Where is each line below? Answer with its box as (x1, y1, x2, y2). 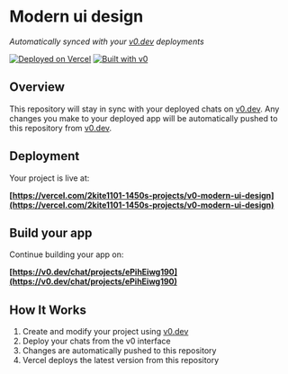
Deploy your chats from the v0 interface (22, 335, 171, 347)
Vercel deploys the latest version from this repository (22, 355, 220, 366)
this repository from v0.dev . (9, 122, 112, 133)
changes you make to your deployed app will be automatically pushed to (9, 112, 278, 123)
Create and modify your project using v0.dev (22, 326, 189, 337)
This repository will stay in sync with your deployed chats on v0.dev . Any (9, 103, 280, 114)
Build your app (9, 225, 93, 240)
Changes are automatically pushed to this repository (22, 345, 217, 356)
